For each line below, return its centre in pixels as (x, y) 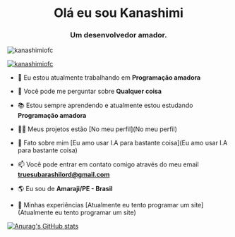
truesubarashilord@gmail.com (64, 175)
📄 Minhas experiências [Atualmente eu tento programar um (103, 205)
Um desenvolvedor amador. (119, 35)
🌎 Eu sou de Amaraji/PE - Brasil (65, 189)
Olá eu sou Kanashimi (119, 13)
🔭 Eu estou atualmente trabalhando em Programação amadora (109, 78)
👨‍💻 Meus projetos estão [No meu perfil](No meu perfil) (97, 129)
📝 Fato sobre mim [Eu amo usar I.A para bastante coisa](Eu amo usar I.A (122, 143)
